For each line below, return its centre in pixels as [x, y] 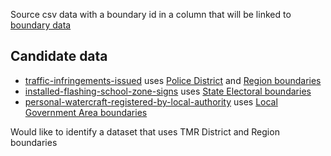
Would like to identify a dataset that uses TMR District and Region [145, 131]
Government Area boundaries [86, 112]
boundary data [41, 25]
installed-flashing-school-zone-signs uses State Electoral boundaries [168, 91]
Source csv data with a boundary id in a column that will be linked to [151, 14]
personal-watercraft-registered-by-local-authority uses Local [151, 101]
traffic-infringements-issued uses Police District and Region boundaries [173, 80]
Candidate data [59, 56]
